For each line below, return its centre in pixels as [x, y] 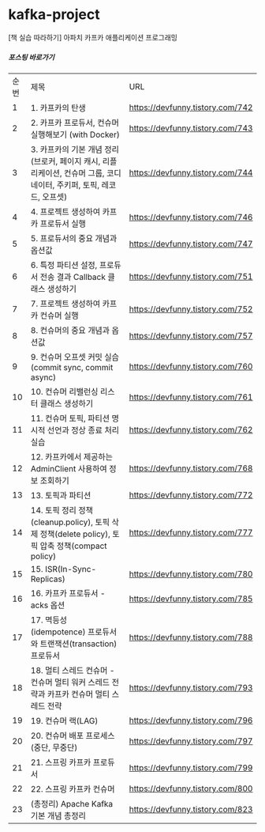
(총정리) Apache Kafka [72, 804]
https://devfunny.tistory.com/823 [191, 809]
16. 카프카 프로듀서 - [68, 593]
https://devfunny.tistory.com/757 [191, 335]
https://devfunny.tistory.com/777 [191, 532]
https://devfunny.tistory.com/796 [191, 720]
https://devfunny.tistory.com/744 [191, 172]
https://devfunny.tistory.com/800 [191, 789]
